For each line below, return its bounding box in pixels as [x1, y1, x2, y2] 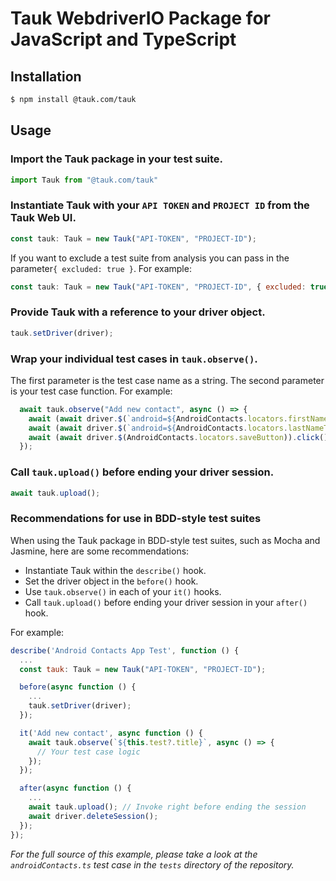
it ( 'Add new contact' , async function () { [19, 728, 203, 738]
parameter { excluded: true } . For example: [10, 262, 192, 274]
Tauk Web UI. [10, 211, 77, 225]
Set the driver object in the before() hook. [24, 575, 199, 587]
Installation [10, 68, 82, 85]
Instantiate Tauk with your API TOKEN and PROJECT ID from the [10, 198, 310, 212]
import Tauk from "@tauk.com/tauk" [10, 175, 159, 185]
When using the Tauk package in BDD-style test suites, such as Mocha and [10, 534, 321, 546]
